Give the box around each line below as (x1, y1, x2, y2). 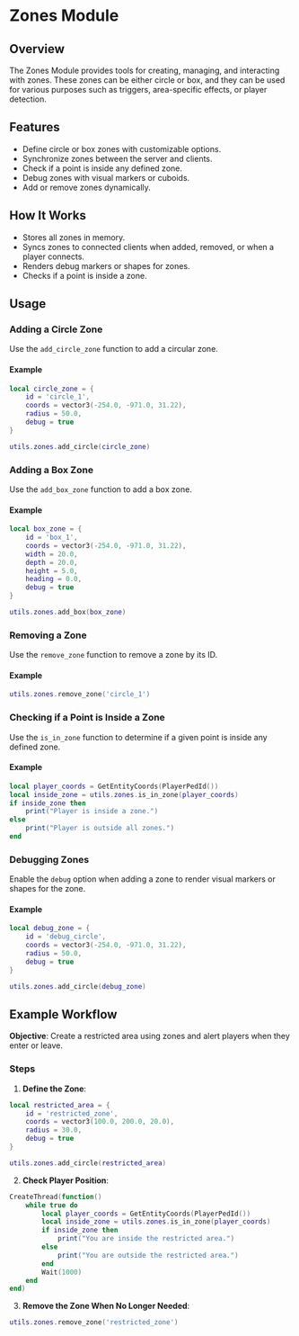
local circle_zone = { (9, 384, 94, 393)
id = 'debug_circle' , (25, 932, 106, 941)
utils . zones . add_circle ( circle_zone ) (9, 442, 151, 451)
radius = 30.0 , (25, 1125, 83, 1134)
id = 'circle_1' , (25, 392, 91, 401)
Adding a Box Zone (9, 463, 94, 476)
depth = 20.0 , (25, 558, 78, 567)
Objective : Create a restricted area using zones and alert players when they (9, 1031, 290, 1042)
